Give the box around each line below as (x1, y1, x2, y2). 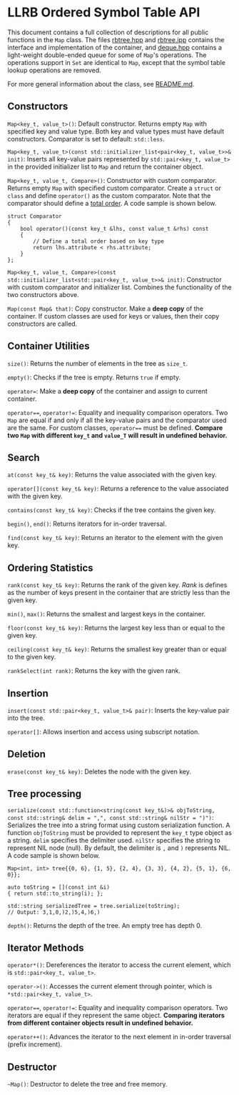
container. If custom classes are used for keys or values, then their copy (7, 311, 220, 320)
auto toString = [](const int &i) (7, 884, 111, 891)
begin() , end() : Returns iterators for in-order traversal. (7, 519, 167, 529)
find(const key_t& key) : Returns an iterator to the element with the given (7, 534, 223, 542)
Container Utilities (7, 340, 91, 352)
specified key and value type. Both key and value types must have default (7, 126, 225, 136)
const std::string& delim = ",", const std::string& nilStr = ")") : (7, 813, 214, 821)
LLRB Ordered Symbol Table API (7, 4, 200, 21)
